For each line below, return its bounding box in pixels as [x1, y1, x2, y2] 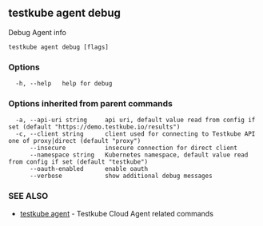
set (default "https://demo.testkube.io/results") [8, 123, 181, 131]
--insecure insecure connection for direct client [29, 144, 238, 153]
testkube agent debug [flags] [8, 43, 110, 51]
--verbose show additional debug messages [29, 172, 213, 180]
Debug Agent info [8, 27, 66, 37]
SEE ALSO [8, 191, 49, 202]
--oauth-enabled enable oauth [29, 165, 149, 173]
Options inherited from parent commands [8, 98, 173, 109]
